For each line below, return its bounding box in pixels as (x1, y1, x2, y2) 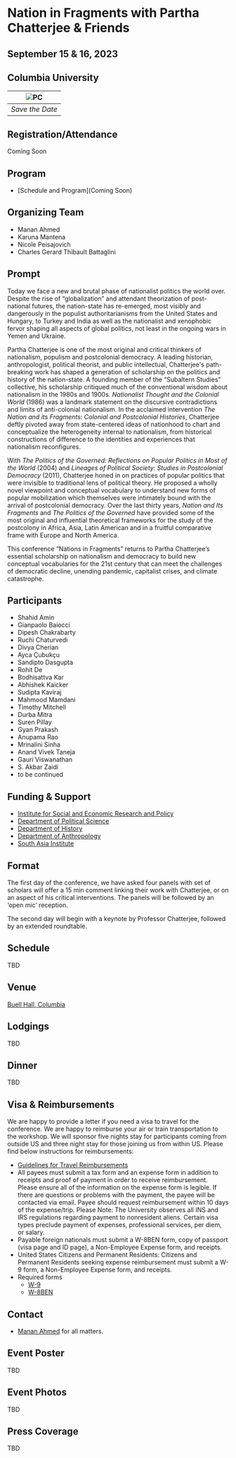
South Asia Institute (17, 839, 74, 848)
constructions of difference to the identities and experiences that (7, 435, 195, 443)
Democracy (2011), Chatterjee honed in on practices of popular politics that (7, 471, 225, 479)
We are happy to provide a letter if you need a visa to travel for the (7, 1117, 199, 1126)
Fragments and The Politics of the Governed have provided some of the (7, 508, 215, 516)
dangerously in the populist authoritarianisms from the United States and (7, 309, 218, 317)
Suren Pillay (17, 718, 53, 726)
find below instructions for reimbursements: (7, 1147, 134, 1155)
